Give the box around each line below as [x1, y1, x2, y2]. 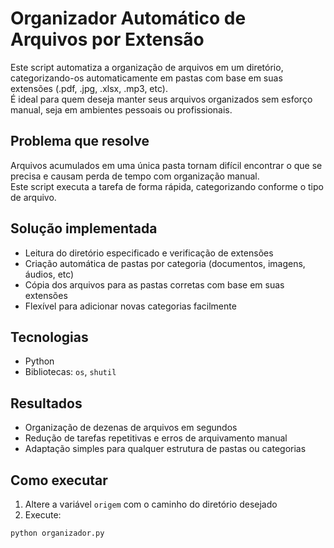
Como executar [10, 472, 108, 489]
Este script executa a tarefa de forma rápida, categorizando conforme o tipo [10, 180, 324, 192]
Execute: [24, 509, 62, 521]
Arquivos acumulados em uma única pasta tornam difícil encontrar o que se [10, 159, 323, 171]
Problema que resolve [10, 133, 150, 150]
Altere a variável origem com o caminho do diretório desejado [24, 498, 278, 510]
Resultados [10, 395, 83, 412]
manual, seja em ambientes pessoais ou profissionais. [10, 103, 233, 116]
